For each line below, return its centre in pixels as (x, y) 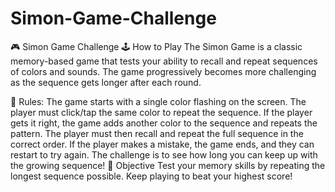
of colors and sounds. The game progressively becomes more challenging (163, 71)
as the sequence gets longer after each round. (106, 82)
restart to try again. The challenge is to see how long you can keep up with (164, 154)
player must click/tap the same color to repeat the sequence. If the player (161, 112)
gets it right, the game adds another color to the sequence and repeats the (164, 123)
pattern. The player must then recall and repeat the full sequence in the (157, 133)
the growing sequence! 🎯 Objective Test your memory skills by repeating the (168, 165)
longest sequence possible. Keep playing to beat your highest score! (151, 176)
